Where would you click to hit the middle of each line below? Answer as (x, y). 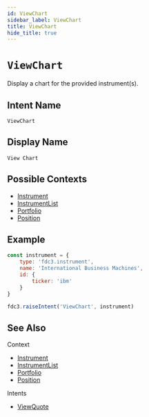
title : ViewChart (32, 26)
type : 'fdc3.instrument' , (57, 262)
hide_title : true (32, 33)
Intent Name (34, 105)
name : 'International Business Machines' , (81, 269)
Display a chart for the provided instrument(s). (73, 84)
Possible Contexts (47, 179)
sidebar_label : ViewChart (44, 20)
